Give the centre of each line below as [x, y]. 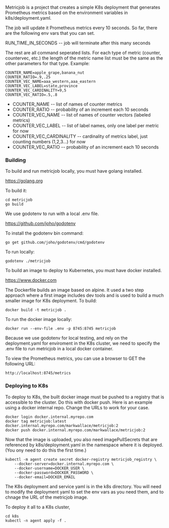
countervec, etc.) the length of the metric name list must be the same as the [84, 58]
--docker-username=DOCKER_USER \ [49, 468]
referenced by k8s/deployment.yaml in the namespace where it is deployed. [84, 445]
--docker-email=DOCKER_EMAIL [45, 477]
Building [16, 160]
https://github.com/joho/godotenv [40, 224]
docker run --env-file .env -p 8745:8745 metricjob [61, 329]
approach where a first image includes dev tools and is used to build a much [84, 295]
